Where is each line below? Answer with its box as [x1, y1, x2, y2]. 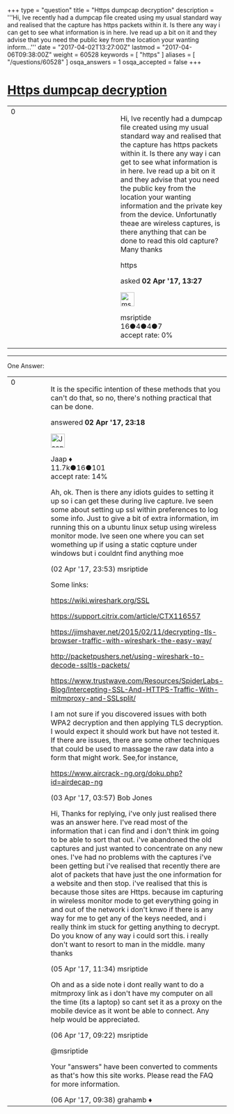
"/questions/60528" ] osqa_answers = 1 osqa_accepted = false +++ [7, 58, 202, 66]
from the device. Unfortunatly [120, 210, 217, 219]
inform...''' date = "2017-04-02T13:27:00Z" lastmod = [7, 43, 161, 51]
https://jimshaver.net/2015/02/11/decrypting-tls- [50, 626, 217, 636]
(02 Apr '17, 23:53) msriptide [50, 564, 148, 573]
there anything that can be [120, 227, 207, 237]
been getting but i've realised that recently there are [50, 860, 221, 870]
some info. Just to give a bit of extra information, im [50, 513, 219, 523]
